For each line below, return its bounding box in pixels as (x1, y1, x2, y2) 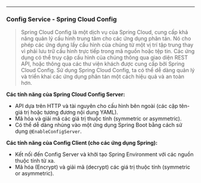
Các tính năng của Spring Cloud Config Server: (6, 91, 126, 98)
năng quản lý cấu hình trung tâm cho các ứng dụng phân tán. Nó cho (20, 35, 191, 42)
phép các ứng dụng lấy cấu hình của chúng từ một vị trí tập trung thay (20, 41, 194, 48)
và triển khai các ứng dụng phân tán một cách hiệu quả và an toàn (20, 73, 184, 80)
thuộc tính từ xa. (14, 157, 56, 165)
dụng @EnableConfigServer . (14, 128, 82, 135)
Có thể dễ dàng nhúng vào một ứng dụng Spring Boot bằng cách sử (14, 122, 182, 129)
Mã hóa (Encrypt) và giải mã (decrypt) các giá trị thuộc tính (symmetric (14, 163, 190, 170)
